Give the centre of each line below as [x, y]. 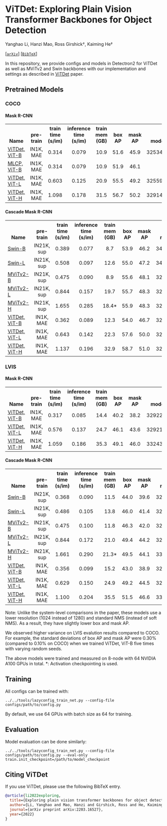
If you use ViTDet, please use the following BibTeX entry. [63, 787]
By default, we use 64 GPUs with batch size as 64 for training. [69, 714]
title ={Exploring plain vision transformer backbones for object [79, 800]
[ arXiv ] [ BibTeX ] [21, 54]
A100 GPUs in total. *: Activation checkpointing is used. [62, 663]
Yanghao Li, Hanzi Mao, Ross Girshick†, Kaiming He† [59, 44]
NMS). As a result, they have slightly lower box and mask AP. [68, 623]
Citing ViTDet [27, 774]
